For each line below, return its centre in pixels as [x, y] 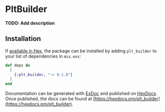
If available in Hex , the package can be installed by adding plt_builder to [81, 50]
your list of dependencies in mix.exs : [43, 56]
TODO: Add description [30, 23]
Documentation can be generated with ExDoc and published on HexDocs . [81, 93]
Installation [23, 39]
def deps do [18, 65]
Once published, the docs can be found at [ [50, 99]
